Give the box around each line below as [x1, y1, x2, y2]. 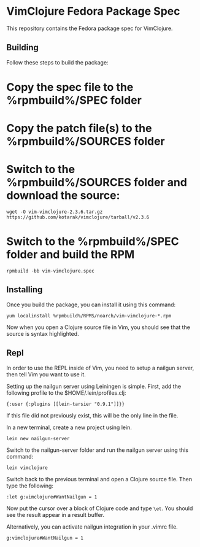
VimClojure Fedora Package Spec [6, 4, 180, 18]
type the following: [6, 482, 54, 489]
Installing [6, 284, 43, 295]
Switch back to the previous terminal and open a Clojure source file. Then [6, 475, 193, 483]
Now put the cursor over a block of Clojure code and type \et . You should [6, 505, 193, 512]
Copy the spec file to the [6, 80, 134, 94]
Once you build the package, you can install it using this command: [6, 301, 176, 308]
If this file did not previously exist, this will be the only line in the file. [6, 411, 179, 419]
